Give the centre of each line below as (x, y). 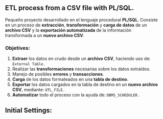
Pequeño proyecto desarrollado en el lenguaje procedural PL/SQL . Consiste (81, 20)
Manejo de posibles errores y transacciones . (58, 74)
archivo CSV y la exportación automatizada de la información (68, 30)
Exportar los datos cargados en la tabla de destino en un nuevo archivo (85, 84)
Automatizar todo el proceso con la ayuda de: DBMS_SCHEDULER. (76, 95)
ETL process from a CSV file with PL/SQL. (70, 8)
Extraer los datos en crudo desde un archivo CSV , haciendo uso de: (81, 59)
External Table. (29, 64)
